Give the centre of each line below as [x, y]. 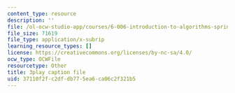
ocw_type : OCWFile [34, 59]
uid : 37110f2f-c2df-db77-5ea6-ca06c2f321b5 [72, 79]
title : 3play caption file [47, 72]
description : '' [31, 20]
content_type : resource [42, 14]
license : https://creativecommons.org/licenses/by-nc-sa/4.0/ [100, 53]
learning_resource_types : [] [50, 46]
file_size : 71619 [33, 33]
